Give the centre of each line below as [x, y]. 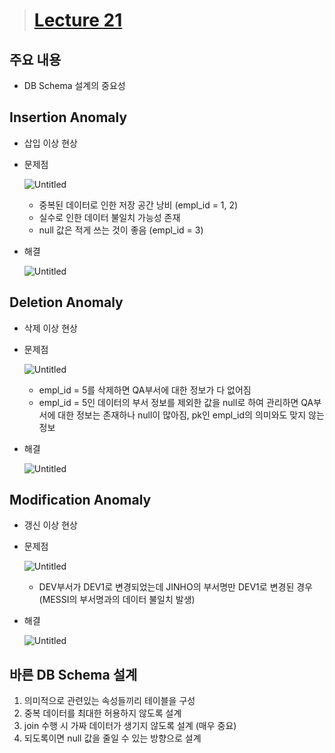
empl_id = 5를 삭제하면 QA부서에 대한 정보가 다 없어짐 [145, 390]
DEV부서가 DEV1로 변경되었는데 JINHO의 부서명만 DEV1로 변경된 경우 [175, 587]
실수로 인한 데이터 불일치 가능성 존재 [109, 217]
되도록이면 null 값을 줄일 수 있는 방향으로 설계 [112, 738]
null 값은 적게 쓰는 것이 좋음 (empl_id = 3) [121, 230]
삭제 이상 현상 [50, 328]
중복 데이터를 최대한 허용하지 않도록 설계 [102, 713]
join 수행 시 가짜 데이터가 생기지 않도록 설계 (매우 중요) [130, 726]
